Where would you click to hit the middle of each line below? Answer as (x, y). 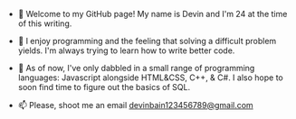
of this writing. (45, 23)
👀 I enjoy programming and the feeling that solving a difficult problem (147, 41)
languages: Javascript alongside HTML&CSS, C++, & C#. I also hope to (150, 78)
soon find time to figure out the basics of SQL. (104, 87)
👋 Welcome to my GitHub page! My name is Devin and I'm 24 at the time (153, 14)
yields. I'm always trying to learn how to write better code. (126, 50)
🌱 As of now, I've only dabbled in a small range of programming (136, 68)
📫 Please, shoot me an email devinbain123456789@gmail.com (135, 105)
